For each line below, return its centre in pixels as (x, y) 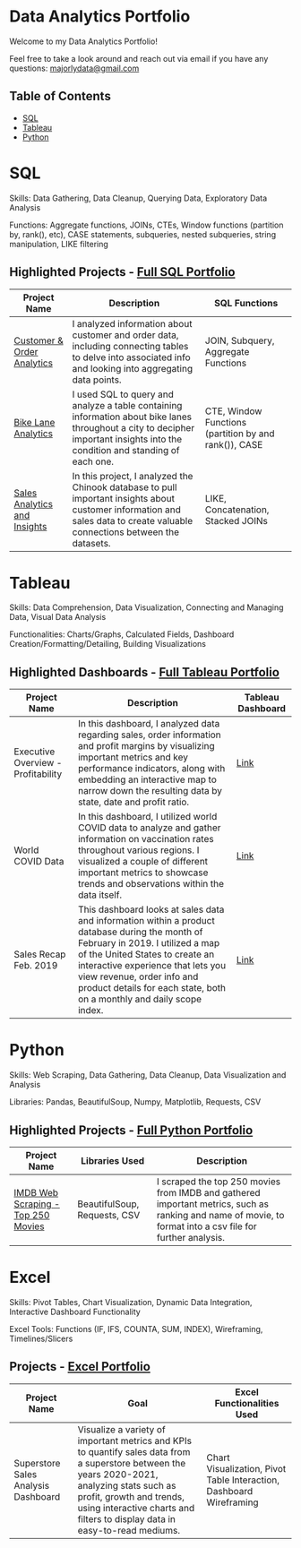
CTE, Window (233, 411)
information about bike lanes (132, 417)
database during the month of (140, 932)
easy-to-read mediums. (129, 1530)
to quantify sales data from (134, 1451)
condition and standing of (126, 450)
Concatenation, (237, 510)
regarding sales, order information (149, 735)
